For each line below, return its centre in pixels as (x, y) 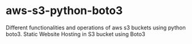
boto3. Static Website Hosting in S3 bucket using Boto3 (76, 34)
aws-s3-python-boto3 (64, 11)
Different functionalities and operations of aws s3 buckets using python (96, 28)
